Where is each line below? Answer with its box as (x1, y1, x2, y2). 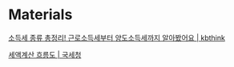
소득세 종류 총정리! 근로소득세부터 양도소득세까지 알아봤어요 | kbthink (8, 33, 226, 42)
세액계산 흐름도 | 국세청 (8, 49, 82, 59)
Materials (8, 6, 73, 24)
